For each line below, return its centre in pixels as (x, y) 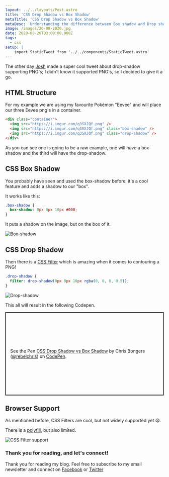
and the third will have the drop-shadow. (64, 153)
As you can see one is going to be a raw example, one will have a (73, 148)
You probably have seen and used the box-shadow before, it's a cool (77, 181)
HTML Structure (31, 93)
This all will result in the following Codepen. (50, 305)
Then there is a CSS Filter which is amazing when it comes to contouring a (82, 261)
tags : (11, 38)
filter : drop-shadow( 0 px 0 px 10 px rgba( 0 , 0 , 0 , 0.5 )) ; (70, 281)
